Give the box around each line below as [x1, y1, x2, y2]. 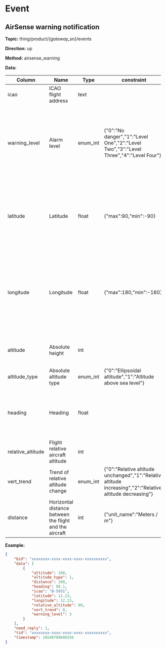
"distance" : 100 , [31, 580, 68, 584]
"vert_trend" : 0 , [31, 607, 68, 612]
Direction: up [5, 46, 33, 51]
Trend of [49, 469, 69, 475]
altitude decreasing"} [104, 491, 153, 497]
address [49, 97, 68, 104]
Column [16, 76, 36, 83]
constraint [122, 76, 147, 83]
